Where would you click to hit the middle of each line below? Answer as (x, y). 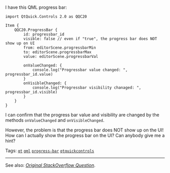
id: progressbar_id (44, 34)
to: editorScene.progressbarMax (58, 52)
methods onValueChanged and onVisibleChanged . (55, 120)
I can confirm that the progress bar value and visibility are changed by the (82, 115)
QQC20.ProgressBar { (36, 30)
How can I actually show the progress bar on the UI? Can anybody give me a (85, 135)
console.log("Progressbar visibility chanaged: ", (87, 88)
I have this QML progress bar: (36, 7)
